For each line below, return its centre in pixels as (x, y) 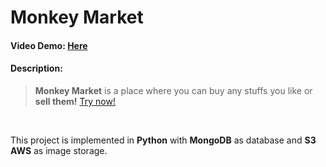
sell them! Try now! (75, 101)
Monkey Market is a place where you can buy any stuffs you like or (173, 90)
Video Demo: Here (49, 45)
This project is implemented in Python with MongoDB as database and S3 (163, 140)
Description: (36, 68)
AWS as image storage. (59, 150)
